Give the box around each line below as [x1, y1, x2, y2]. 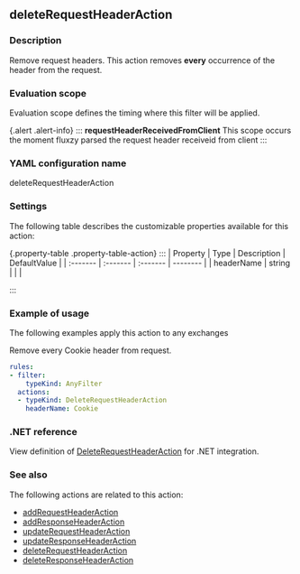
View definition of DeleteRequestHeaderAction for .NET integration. [9, 446, 259, 457]
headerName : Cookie [25, 404, 99, 413]
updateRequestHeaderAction [22, 525, 131, 536]
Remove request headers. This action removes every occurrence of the [9, 54, 276, 66]
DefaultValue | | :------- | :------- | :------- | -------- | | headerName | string [9, 257, 291, 268]
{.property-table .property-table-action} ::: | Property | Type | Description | [9, 247, 286, 258]
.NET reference [9, 426, 78, 439]
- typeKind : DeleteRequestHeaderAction [17, 396, 168, 405]
